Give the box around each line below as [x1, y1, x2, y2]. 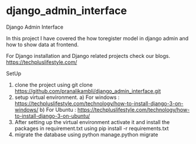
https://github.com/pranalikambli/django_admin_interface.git [14, 87, 161, 94]
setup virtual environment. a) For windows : [14, 94, 120, 101]
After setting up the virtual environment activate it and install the [14, 118, 170, 125]
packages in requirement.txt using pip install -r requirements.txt [14, 125, 169, 132]
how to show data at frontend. [6, 41, 79, 48]
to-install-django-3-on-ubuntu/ [14, 112, 90, 119]
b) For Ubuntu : [39, 106, 76, 113]
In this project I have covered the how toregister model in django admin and [6, 35, 189, 42]
